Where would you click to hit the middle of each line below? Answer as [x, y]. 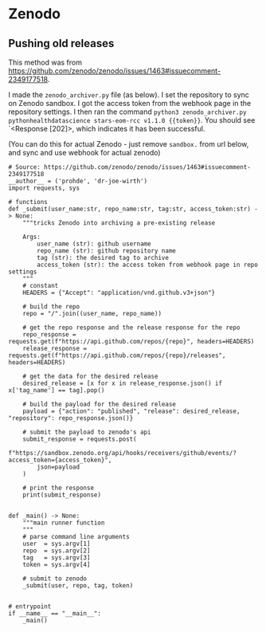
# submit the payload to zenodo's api [87, 432]
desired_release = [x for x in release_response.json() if [123, 383]
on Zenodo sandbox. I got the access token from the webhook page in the [130, 103]
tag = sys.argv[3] [57, 558]
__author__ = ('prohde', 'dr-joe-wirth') [78, 181]
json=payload [59, 467]
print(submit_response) [62, 495]
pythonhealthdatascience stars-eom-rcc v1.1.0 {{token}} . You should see [132, 120]
